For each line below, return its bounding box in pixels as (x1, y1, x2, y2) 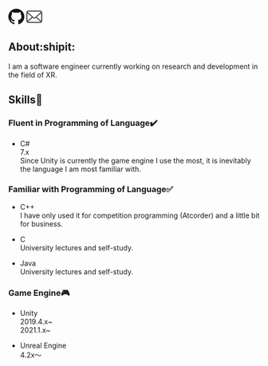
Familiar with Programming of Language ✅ (8, 184, 174, 195)
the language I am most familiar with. (19, 164, 142, 174)
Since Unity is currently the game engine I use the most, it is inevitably (19, 155, 251, 165)
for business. (19, 218, 64, 228)
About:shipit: (8, 41, 76, 54)
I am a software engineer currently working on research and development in (8, 61, 258, 71)
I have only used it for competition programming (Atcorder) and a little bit (19, 211, 260, 220)
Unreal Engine (19, 340, 67, 351)
